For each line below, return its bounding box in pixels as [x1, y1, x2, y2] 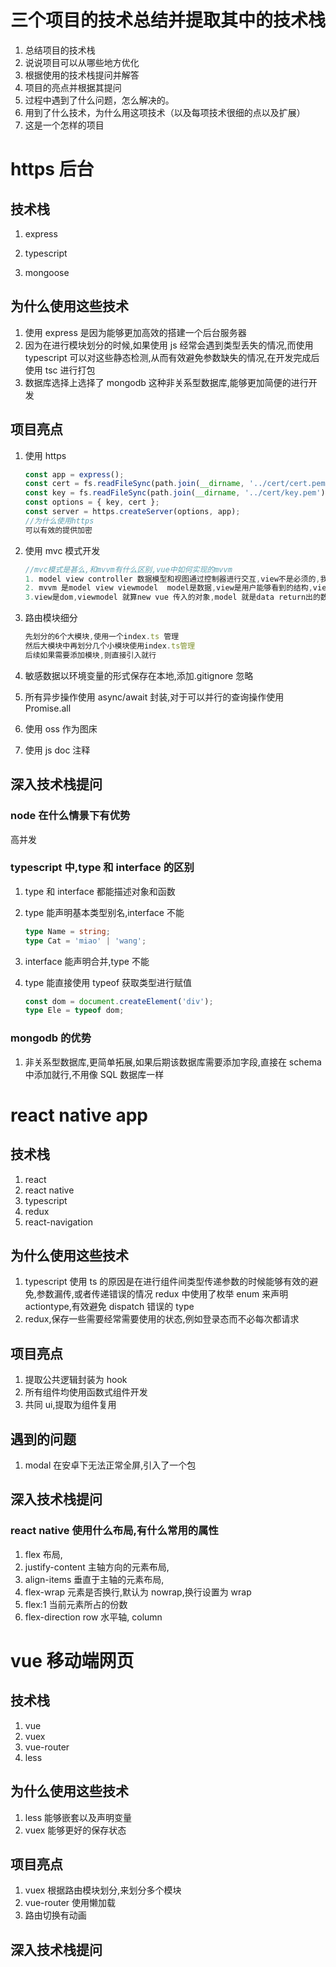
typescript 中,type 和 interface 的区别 [10, 861, 195, 875]
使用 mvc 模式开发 [24, 544, 101, 556]
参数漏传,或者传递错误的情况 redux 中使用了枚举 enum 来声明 [36, 1288, 289, 1300]
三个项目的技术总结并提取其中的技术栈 [10, 9, 327, 32]
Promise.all [24, 702, 72, 714]
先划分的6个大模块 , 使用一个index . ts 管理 [24, 632, 180, 642]
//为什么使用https [24, 516, 95, 526]
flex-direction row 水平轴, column [24, 1611, 163, 1623]
